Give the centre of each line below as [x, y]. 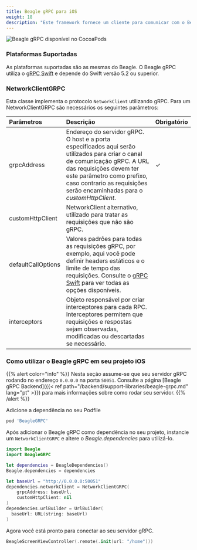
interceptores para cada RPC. [106, 307]
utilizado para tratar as [97, 215]
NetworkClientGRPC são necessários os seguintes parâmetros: [82, 107]
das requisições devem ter [103, 168]
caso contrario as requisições [107, 183]
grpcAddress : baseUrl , [44, 492]
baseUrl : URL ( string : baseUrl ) [50, 514]
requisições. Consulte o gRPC [107, 275]
